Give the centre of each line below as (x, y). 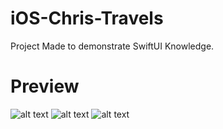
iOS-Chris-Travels (87, 18)
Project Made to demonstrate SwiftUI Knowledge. (112, 46)
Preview (45, 86)
